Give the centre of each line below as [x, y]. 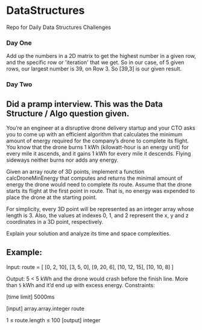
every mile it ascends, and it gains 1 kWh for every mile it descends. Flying [99, 153]
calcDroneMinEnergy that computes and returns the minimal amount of [94, 178]
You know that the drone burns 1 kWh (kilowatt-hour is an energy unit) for [97, 147]
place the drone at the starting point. [52, 197]
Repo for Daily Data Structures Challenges [59, 27]
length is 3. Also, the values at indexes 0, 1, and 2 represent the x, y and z [97, 215]
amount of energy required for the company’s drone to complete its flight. [97, 141]
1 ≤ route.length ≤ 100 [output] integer [53, 320]
